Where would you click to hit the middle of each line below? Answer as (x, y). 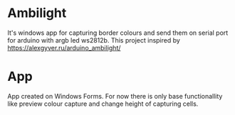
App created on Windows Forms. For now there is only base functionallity (115, 96)
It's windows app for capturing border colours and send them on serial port (118, 33)
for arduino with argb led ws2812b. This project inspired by (94, 40)
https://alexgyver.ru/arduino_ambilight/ (64, 48)
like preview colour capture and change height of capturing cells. (103, 104)
